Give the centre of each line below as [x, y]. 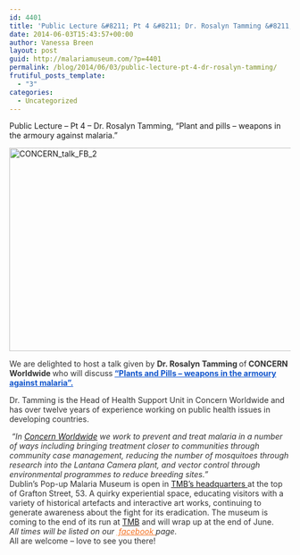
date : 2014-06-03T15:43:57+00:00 [71, 34]
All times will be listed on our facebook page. [93, 532]
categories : [31, 92]
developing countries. [49, 419]
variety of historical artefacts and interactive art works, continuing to [135, 503]
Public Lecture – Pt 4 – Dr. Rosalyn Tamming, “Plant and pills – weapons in [145, 126]
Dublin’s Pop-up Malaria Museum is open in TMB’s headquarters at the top [146, 484]
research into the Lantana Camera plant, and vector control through [135, 465]
